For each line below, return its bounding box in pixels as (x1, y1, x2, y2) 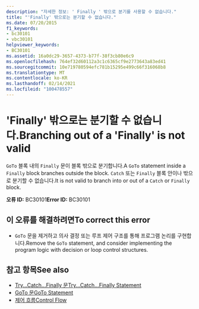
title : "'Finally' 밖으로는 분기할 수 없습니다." (6, 14, 116, 20)
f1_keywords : (6, 25, 39, 32)
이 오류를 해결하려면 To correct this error (6, 215, 150, 225)
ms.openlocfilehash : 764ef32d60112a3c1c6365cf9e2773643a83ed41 (6, 58, 166, 64)
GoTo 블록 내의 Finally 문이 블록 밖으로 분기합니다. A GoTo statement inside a (6, 162, 186, 169)
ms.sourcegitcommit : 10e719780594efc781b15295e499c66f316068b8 (6, 64, 166, 70)
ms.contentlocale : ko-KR (6, 75, 68, 81)
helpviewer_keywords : (6, 42, 60, 48)
